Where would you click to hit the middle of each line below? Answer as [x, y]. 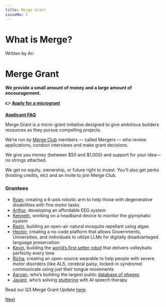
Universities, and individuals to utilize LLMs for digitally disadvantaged [85, 237]
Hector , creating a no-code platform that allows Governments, [77, 231]
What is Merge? [39, 40]
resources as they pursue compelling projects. [53, 130]
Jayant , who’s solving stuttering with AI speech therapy [70, 280]
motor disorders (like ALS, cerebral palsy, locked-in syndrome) [77, 264]
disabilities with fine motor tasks [46, 205]
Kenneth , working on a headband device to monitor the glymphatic [81, 215]
